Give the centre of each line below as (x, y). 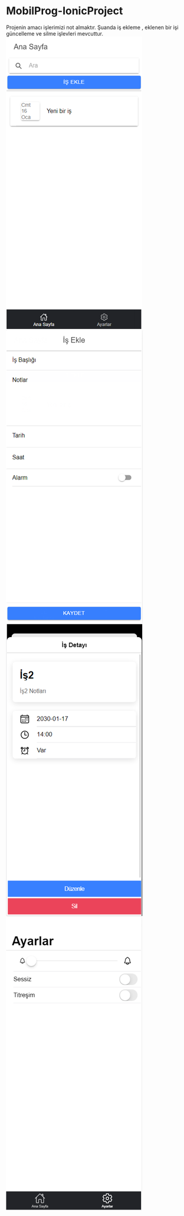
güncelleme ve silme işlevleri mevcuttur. (55, 33)
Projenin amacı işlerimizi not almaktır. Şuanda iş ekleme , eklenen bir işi (92, 27)
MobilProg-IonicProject (65, 11)
